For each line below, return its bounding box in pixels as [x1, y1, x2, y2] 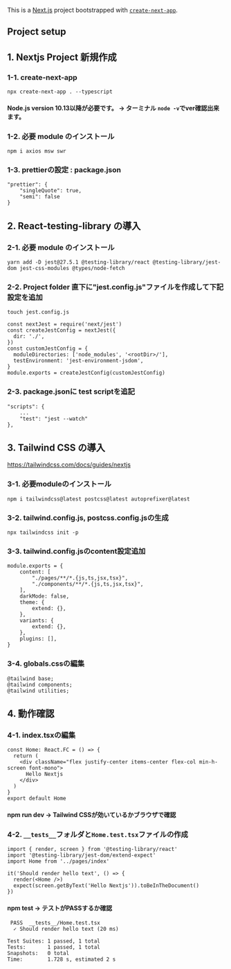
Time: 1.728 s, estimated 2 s [7, 956, 116, 963]
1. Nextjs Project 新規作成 [7, 51, 117, 63]
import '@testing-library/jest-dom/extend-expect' [7, 852, 156, 859]
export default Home [7, 795, 67, 802]
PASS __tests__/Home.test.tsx [10, 920, 100, 927]
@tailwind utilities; [7, 687, 70, 694]
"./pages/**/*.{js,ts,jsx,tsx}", [32, 575, 129, 582]
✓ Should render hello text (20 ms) [13, 926, 119, 933]
